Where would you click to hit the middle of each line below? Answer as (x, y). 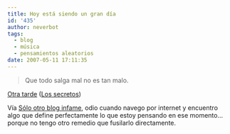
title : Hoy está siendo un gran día (62, 14)
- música (27, 47)
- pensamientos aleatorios (54, 54)
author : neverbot (33, 27)
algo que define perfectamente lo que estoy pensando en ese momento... (115, 115)
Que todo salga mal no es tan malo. (77, 80)
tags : (15, 34)
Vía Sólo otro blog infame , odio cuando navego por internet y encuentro (113, 108)
